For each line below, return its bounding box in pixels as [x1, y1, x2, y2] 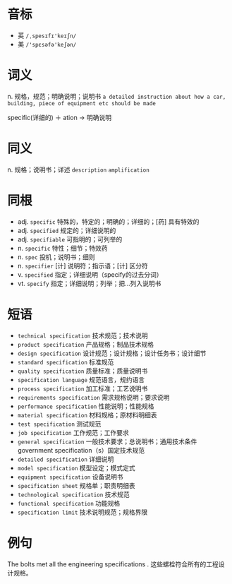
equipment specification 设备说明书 [17, 472, 123, 481]
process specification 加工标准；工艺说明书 [17, 384, 148, 393]
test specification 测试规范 [17, 419, 102, 428]
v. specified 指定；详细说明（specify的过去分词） [17, 270, 163, 279]
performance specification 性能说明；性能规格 [17, 402, 154, 410]
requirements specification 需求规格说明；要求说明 [17, 393, 170, 401]
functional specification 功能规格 [17, 499, 121, 507]
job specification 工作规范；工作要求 [17, 428, 129, 436]
